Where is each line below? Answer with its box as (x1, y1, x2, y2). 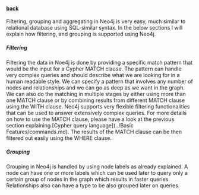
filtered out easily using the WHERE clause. (6, 135, 112, 142)
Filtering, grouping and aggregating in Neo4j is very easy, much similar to (6, 18, 186, 25)
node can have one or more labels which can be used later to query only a (6, 170, 188, 177)
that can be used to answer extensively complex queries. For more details (6, 110, 187, 117)
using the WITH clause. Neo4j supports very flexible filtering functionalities (6, 103, 190, 110)
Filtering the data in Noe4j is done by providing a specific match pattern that (6, 59, 193, 66)
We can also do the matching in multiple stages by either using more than (6, 91, 186, 98)
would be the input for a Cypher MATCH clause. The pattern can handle (6, 65, 182, 72)
